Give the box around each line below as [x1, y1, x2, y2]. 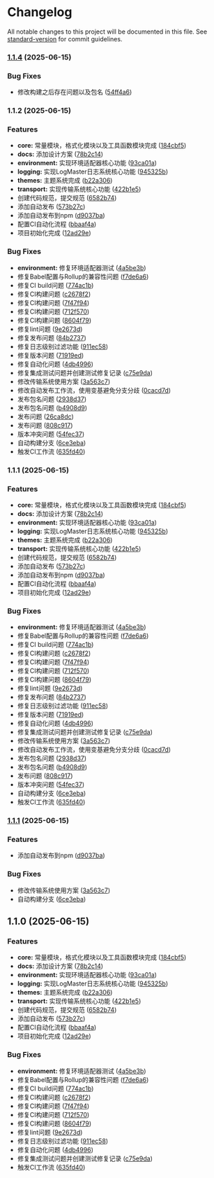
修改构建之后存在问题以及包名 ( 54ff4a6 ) [17, 88, 132, 97]
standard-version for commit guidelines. [7, 34, 123, 43]
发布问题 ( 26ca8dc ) [17, 412, 75, 421]
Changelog [7, 4, 72, 20]
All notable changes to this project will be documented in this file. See [7, 27, 208, 36]
